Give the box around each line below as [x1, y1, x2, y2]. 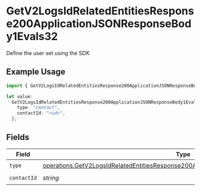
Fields [6, 132, 30, 143]
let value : [6, 93, 33, 99]
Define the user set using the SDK [6, 49, 90, 56]
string [42, 174, 59, 182]
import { [6, 83, 28, 89]
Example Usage [6, 67, 66, 77]
